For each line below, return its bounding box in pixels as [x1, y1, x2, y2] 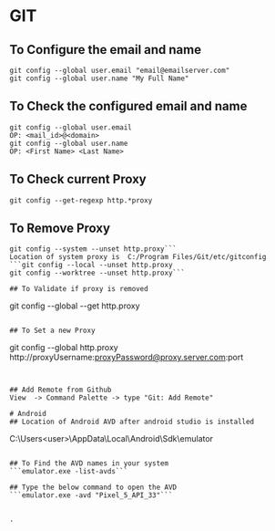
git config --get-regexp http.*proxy [9, 195, 153, 205]
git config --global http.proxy [9, 342, 118, 353]
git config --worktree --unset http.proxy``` [9, 268, 185, 278]
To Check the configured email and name [9, 99, 248, 114]
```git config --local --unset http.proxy [9, 261, 173, 270]
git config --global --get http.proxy [9, 300, 140, 311]
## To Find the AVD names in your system [9, 459, 169, 468]
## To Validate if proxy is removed [9, 285, 148, 294]
